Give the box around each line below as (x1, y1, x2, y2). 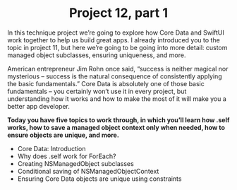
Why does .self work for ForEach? (17, 152, 116, 160)
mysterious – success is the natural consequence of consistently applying (7, 72, 222, 81)
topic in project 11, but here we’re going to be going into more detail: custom (7, 43, 228, 52)
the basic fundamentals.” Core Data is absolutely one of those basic (7, 79, 205, 88)
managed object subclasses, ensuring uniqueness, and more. (7, 51, 186, 59)
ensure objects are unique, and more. (7, 131, 120, 139)
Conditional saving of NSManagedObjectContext (17, 167, 159, 175)
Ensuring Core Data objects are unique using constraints (17, 174, 182, 183)
